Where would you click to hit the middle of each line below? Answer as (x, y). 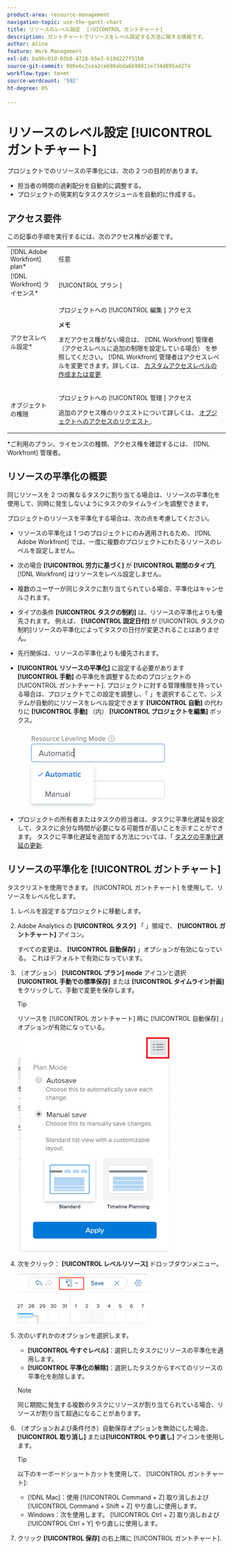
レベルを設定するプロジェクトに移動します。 (81, 911)
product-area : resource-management (59, 15)
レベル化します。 (55, 896)
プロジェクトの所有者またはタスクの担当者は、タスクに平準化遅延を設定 (120, 819)
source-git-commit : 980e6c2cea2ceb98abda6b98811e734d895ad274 (99, 66)
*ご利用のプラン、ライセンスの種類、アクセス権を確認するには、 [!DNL (109, 444)
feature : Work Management (44, 51)
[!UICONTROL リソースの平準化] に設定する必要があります (101, 667)
